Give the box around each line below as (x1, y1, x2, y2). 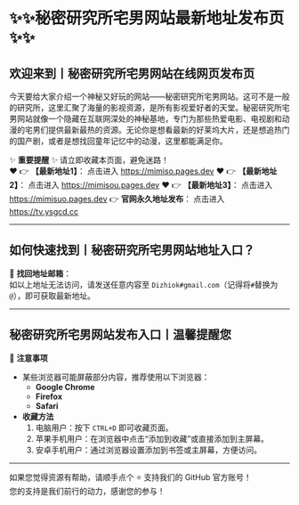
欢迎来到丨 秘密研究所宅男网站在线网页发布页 (9, 66, 255, 81)
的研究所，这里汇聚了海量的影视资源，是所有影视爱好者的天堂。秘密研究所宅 (9, 102, 290, 112)
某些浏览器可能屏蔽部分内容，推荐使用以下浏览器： (21, 371, 210, 382)
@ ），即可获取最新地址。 (9, 290, 96, 301)
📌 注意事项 (9, 353, 49, 363)
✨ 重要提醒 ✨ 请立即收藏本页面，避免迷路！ (9, 155, 169, 165)
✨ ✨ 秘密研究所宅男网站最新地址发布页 (9, 8, 285, 29)
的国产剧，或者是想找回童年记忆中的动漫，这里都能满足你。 (9, 135, 228, 146)
